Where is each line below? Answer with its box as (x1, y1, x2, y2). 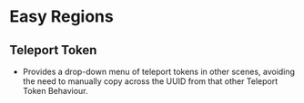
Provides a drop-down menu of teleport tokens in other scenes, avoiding (22, 66, 296, 77)
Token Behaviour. (22, 86, 88, 96)
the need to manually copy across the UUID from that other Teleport (22, 76, 279, 87)
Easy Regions (9, 6, 114, 27)
